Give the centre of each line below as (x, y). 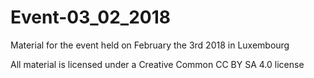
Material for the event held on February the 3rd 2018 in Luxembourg (150, 45)
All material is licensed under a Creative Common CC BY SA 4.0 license (157, 64)
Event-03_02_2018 (90, 17)
